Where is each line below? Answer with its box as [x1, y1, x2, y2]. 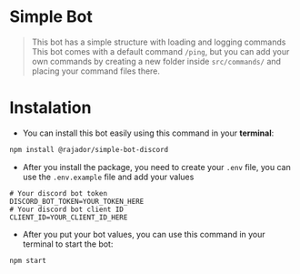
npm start [9, 256, 47, 265]
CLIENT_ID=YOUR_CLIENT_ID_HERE [9, 212, 128, 222]
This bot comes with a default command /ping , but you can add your [31, 46, 290, 56]
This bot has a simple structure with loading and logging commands [31, 36, 286, 47]
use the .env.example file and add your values [22, 171, 195, 182]
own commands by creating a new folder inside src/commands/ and [31, 56, 282, 66]
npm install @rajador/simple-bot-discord [9, 145, 169, 154]
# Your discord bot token [9, 188, 107, 198]
